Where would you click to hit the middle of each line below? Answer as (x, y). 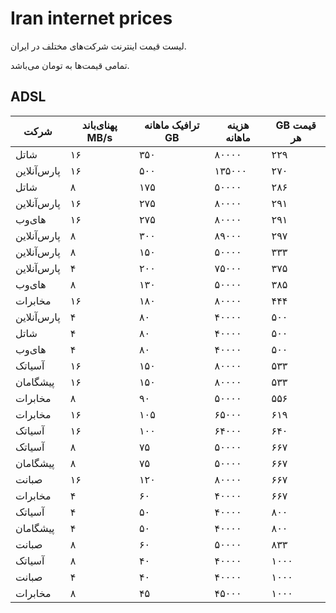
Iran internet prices (91, 18)
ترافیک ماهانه (171, 125)
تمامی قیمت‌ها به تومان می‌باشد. (70, 65)
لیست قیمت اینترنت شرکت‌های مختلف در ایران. (98, 46)
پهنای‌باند (99, 125)
